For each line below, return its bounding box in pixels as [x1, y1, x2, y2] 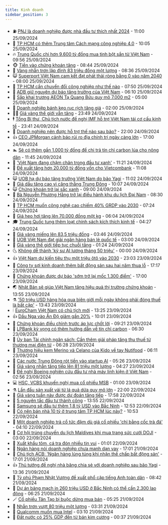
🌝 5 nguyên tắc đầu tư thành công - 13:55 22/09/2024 [12, 397, 124, 403]
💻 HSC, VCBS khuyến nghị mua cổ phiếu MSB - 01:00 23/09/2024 [12, 379, 151, 385]
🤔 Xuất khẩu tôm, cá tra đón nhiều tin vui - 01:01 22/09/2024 [12, 440, 138, 446]
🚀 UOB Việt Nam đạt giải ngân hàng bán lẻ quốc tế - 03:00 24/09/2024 [12, 236, 160, 242]
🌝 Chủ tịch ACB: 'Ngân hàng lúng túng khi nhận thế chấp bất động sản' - [12, 451, 163, 457]
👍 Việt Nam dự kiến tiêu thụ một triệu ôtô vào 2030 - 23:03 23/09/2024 [12, 255, 162, 261]
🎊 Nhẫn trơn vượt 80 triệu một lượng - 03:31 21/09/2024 [12, 503, 128, 509]
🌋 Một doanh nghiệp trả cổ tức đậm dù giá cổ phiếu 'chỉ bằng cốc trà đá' [12, 418, 163, 425]
